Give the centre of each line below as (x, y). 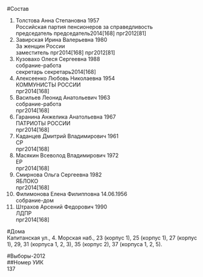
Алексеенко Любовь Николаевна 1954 (65, 78)
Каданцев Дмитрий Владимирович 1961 (67, 136)
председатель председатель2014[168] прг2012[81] (81, 33)
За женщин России (40, 46)
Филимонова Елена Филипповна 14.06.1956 (71, 194)
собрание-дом (34, 200)
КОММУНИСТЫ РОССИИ (48, 85)
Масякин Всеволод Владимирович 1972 (67, 155)
